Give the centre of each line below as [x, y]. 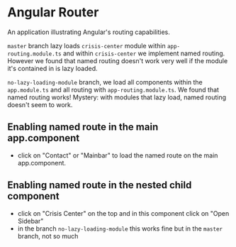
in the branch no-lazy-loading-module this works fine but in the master [120, 229]
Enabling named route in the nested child [100, 185]
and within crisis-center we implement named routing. [144, 53]
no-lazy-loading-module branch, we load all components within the [105, 82]
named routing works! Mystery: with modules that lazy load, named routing [117, 97]
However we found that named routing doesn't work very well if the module [118, 60]
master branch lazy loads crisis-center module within [86, 45]
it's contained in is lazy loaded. [52, 68]
